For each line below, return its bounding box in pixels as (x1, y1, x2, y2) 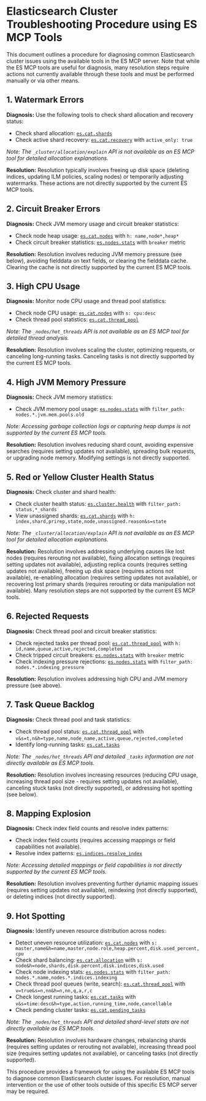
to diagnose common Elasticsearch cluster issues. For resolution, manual (6, 1075, 191, 1082)
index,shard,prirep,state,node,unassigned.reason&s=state (15, 519, 167, 525)
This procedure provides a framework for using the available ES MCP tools (6, 1068, 195, 1076)
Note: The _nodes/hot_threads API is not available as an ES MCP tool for (6, 327, 189, 335)
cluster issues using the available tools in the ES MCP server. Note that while (6, 57, 200, 65)
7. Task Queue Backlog (6, 699, 95, 710)
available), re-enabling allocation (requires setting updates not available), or (6, 574, 197, 581)
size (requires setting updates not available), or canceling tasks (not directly (6, 1049, 198, 1057)
